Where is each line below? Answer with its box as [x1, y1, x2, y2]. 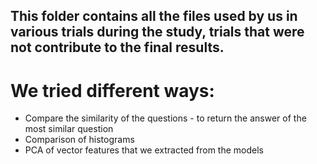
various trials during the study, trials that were [10, 24, 305, 41]
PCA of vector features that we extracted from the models [24, 144, 264, 156]
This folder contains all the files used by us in [10, 8, 298, 25]
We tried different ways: [10, 79, 215, 102]
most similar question [24, 123, 114, 135]
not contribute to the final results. [10, 39, 225, 56]
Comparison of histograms [24, 134, 135, 146]
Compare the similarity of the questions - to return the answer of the [24, 112, 307, 124]
